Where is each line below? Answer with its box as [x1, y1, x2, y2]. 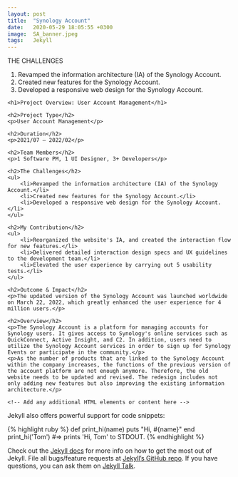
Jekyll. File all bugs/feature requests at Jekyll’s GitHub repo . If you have [7, 454, 218, 463]
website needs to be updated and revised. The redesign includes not [7, 374, 219, 381]
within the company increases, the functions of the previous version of [7, 361, 232, 369]
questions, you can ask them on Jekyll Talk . [7, 461, 136, 471]
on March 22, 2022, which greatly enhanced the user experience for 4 [7, 299, 222, 307]
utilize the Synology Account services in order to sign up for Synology [7, 343, 232, 350]
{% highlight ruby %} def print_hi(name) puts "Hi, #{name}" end [7, 425, 195, 434]
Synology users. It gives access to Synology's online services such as [7, 330, 228, 337]
